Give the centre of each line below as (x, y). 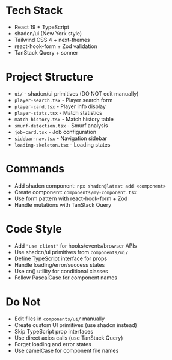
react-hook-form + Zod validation (56, 46)
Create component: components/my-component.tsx (75, 192)
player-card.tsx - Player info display (60, 106)
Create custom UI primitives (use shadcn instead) (76, 325)
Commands (35, 169)
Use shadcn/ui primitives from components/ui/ (71, 252)
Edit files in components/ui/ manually (60, 319)
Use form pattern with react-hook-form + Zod (71, 198)
